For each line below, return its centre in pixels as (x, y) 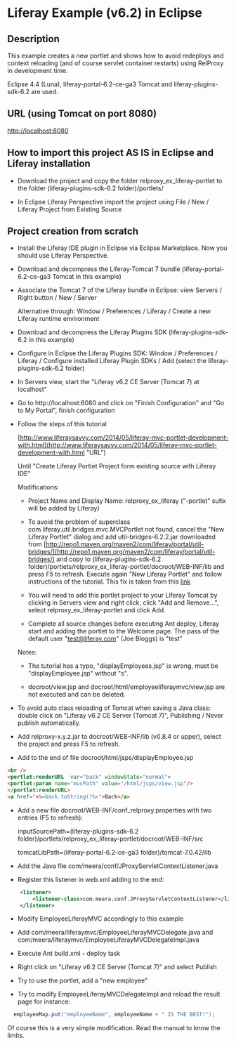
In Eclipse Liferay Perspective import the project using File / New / (113, 202)
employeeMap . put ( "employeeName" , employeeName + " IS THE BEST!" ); (114, 1015)
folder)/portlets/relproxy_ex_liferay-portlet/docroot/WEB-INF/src (110, 839)
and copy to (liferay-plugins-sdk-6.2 (109, 559)
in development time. (38, 71)
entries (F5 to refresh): (50, 817)
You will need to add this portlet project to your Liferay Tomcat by (123, 596)
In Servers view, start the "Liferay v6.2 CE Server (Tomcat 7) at (109, 382)
